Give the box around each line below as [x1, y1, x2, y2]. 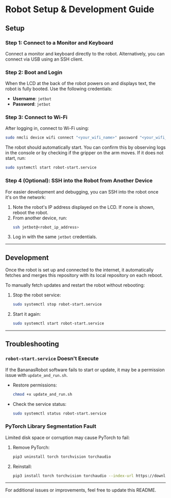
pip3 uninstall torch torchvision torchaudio [12, 454, 111, 459]
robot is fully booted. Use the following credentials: [5, 86, 112, 92]
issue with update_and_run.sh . [5, 372, 68, 378]
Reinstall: [12, 463, 32, 469]
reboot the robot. [12, 209, 48, 215]
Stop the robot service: [12, 292, 61, 298]
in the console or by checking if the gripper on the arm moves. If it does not [5, 150, 164, 156]
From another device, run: [12, 215, 67, 221]
